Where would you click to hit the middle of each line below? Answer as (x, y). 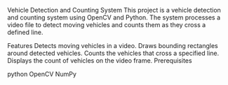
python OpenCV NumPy (42, 74)
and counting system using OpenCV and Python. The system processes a (114, 17)
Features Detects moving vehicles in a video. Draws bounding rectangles (113, 46)
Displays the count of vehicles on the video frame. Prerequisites (100, 61)
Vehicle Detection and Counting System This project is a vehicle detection (114, 10)
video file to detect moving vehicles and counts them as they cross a (107, 25)
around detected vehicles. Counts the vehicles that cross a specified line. (113, 53)
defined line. (25, 32)
